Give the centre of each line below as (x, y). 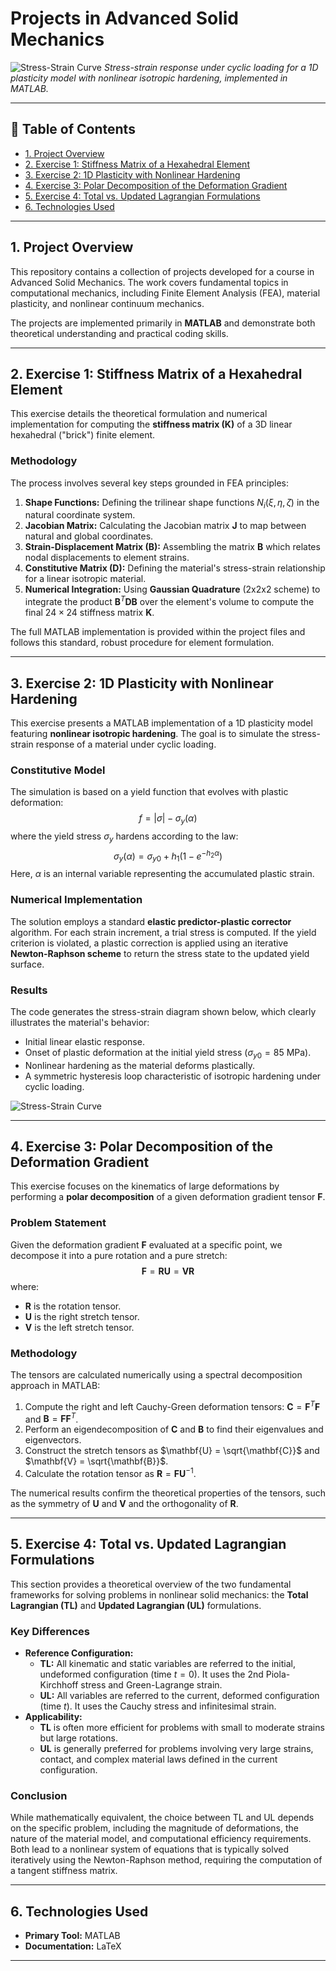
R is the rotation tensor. (73, 1306)
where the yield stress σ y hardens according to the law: (124, 837)
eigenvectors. (53, 1440)
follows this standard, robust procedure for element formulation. (142, 643)
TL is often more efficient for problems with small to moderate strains (182, 1728)
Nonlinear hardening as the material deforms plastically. (139, 1065)
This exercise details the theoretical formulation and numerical (139, 414)
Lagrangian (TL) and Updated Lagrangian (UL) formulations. (136, 1605)
